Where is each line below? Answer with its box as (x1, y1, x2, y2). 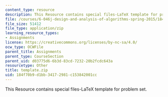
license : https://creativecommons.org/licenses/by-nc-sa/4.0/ (5, 40, 137, 45)
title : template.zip (5, 68, 48, 73)
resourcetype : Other (5, 63, 48, 68)
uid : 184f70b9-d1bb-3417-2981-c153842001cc (5, 72, 97, 77)
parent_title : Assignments (5, 49, 61, 54)
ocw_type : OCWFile (5, 44, 43, 49)
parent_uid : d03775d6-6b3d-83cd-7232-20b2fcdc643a (5, 58, 113, 63)
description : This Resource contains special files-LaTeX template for (5, 12, 157, 17)
